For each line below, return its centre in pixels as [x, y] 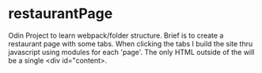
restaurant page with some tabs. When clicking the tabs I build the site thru [131, 43]
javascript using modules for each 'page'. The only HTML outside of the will [131, 52]
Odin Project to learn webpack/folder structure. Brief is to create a [116, 35]
